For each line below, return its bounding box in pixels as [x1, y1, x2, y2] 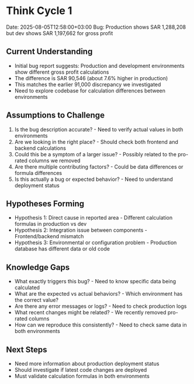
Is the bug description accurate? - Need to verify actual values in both [14, 126, 183, 133]
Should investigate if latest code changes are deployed [14, 366, 147, 373]
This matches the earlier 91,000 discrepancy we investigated [14, 81, 161, 88]
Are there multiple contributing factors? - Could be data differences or [14, 163, 183, 170]
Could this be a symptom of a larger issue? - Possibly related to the [14, 150, 177, 157]
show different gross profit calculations [14, 68, 109, 76]
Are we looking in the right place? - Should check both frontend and [14, 138, 178, 145]
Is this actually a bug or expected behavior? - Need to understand [14, 176, 174, 183]
